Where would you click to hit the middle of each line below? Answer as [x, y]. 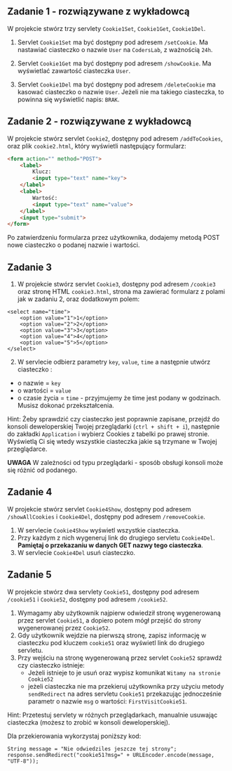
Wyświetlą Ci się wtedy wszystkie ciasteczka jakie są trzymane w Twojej [112, 442]
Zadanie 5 [29, 575]
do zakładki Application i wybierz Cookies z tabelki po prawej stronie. [108, 434]
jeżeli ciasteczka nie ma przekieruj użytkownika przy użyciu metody [126, 686]
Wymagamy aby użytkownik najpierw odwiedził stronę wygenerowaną [119, 613]
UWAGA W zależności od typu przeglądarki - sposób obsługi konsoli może [115, 463]
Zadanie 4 [30, 492]
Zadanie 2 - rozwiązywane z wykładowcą [100, 121]
